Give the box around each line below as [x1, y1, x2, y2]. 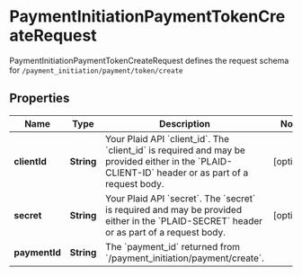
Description [158, 117, 211, 129]
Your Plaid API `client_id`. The [104, 132, 230, 145]
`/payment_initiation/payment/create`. [104, 252, 265, 264]
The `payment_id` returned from [104, 240, 241, 253]
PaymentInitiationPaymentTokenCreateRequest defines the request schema [9, 55, 289, 66]
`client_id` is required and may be [104, 144, 245, 156]
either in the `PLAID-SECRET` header [104, 214, 263, 227]
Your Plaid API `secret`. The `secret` [104, 191, 256, 204]
